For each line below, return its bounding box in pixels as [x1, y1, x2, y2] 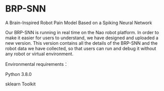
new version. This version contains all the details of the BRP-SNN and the [5, 40, 158, 46]
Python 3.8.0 [5, 71, 32, 77]
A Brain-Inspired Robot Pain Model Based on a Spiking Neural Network [5, 20, 152, 26]
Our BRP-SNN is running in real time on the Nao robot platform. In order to [5, 29, 159, 35]
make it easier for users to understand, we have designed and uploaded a [5, 35, 159, 41]
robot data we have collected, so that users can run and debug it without [5, 45, 156, 51]
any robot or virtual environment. [5, 51, 74, 57]
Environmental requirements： [5, 61, 69, 67]
